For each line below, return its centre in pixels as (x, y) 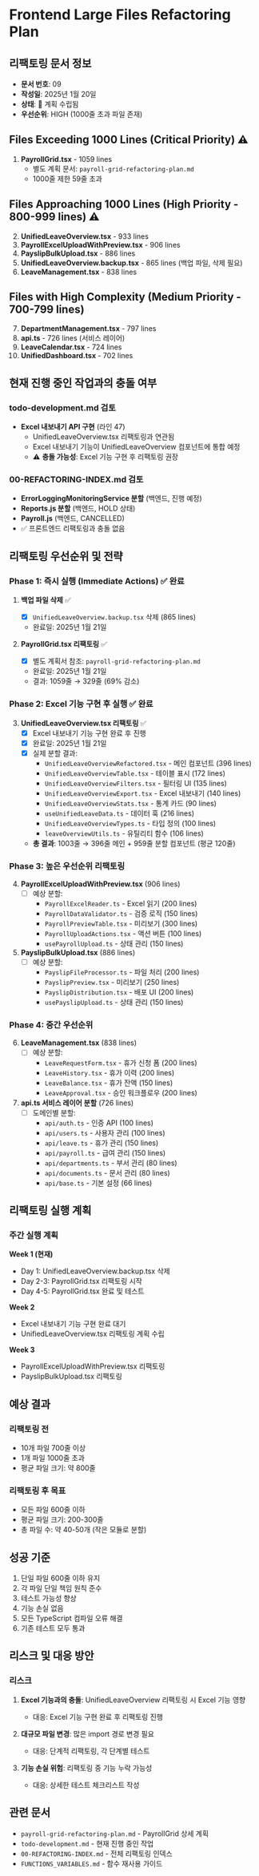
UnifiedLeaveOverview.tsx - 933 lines (84, 236)
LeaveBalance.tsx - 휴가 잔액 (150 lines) (109, 1083)
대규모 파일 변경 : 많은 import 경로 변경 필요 (88, 1733)
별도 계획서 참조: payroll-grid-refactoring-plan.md (116, 661)
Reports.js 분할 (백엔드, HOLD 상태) (78, 508)
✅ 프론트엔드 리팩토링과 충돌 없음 (73, 529)
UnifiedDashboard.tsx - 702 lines (77, 356)
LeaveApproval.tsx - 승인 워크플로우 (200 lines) (121, 1092)
